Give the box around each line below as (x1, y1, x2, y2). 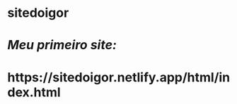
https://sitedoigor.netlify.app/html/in (7, 69, 231, 85)
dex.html (7, 84, 62, 100)
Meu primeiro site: (7, 37, 117, 53)
